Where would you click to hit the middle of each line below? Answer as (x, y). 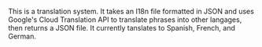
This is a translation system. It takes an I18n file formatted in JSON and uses (131, 11)
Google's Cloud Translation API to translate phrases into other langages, (125, 20)
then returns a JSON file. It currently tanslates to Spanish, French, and (122, 28)
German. (22, 36)
